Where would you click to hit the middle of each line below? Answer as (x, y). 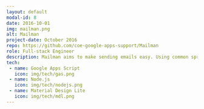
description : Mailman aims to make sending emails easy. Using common (97, 57)
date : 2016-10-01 (28, 23)
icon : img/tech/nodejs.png (49, 85)
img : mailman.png (28, 29)
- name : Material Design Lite (47, 91)
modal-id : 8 (21, 18)
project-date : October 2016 (42, 40)
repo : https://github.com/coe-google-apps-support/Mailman (83, 46)
